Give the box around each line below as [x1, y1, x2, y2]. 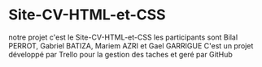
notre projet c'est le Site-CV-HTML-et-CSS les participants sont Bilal [8, 32, 238, 42]
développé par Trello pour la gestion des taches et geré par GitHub [8, 49, 234, 59]
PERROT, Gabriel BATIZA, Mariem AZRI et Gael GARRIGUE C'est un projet [8, 40, 254, 50]
